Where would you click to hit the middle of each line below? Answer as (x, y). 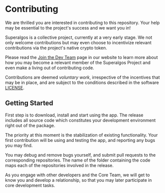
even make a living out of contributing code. (50, 68)
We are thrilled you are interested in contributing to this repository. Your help (82, 23)
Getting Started (29, 103)
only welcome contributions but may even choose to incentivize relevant (78, 42)
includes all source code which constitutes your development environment (81, 120)
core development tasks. (30, 185)
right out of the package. (30, 125)
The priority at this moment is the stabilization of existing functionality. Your (82, 135)
